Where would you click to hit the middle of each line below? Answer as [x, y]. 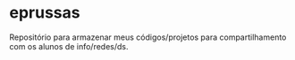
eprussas [45, 13]
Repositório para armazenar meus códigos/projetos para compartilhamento [148, 37]
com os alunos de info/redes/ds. [69, 46]
